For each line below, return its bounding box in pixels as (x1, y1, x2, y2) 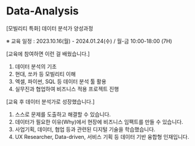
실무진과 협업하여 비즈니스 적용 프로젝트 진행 (14, 85, 120, 92)
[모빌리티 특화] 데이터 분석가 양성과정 (6, 25, 94, 32)
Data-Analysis (6, 4, 79, 18)
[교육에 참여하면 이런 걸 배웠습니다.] (6, 50, 90, 57)
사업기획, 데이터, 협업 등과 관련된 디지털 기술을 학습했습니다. (14, 126, 156, 133)
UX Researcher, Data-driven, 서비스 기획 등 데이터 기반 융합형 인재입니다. (14, 133, 190, 140)
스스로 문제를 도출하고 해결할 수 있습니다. (14, 111, 111, 118)
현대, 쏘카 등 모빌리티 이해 (14, 70, 76, 77)
